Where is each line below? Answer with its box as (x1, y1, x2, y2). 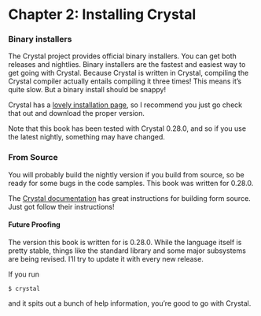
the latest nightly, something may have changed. (8, 132, 165, 142)
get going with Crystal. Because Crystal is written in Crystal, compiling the (8, 69, 249, 78)
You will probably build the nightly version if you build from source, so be (8, 169, 245, 179)
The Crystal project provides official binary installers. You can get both (8, 51, 237, 61)
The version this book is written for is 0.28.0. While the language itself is (8, 237, 242, 247)
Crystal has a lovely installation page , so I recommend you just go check (8, 100, 242, 110)
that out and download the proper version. (8, 109, 145, 118)
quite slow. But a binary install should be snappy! (8, 85, 167, 95)
